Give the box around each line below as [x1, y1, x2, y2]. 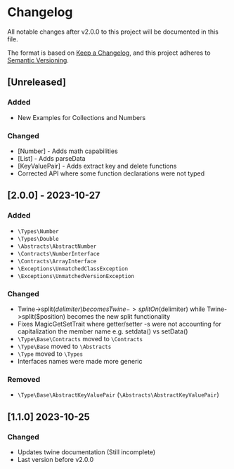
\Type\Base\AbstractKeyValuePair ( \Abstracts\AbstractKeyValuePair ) [17, 390, 219, 399]
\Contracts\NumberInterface [17, 250, 100, 257]
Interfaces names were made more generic [17, 357, 143, 365]
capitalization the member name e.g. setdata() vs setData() [17, 327, 188, 336]
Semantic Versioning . [7, 55, 69, 64]
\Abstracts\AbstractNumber [17, 243, 97, 250]
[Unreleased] [7, 77, 67, 88]
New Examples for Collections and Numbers [17, 113, 146, 121]
